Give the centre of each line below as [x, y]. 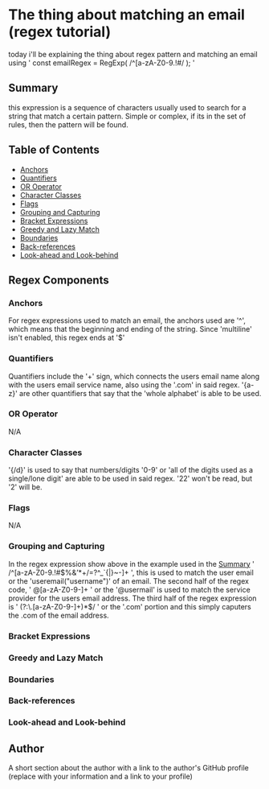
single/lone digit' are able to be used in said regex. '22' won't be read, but [130, 479]
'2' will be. [25, 487]
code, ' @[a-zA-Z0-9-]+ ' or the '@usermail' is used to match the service [129, 589]
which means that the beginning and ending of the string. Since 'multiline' [130, 329]
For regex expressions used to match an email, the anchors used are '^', [127, 320]
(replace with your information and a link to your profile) [100, 777]
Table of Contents [54, 150]
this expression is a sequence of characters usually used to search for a [127, 107]
